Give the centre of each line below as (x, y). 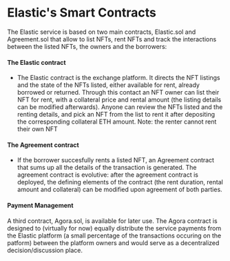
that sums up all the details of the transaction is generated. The (107, 168)
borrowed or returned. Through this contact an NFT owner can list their (118, 93)
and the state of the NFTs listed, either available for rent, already (108, 85)
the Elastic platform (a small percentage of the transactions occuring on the (114, 235)
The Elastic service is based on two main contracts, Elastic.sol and (102, 32)
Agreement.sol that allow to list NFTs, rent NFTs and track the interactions (112, 39)
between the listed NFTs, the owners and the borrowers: (87, 46)
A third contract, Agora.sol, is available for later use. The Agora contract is (113, 221)
